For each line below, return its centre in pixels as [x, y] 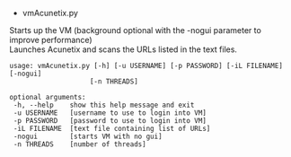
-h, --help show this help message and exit [104, 105]
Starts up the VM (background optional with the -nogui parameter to [136, 30]
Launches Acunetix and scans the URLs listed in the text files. [123, 49]
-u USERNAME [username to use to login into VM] [110, 113]
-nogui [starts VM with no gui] [88, 136]
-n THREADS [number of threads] [79, 144]
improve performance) [51, 40]
